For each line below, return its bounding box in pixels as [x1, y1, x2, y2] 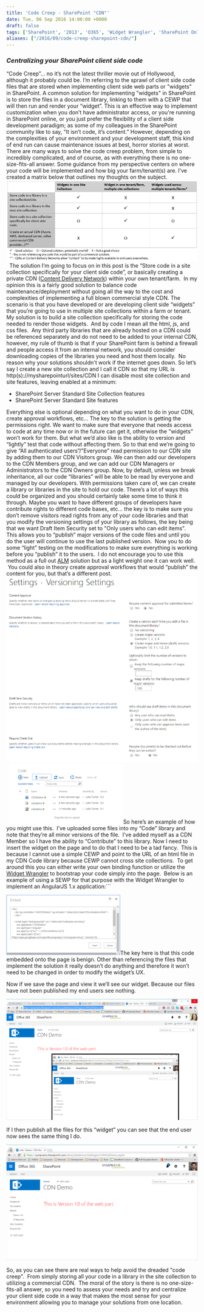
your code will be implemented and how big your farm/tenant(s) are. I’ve [6, 167, 187, 175]
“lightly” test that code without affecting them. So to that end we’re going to [6, 441, 195, 448]
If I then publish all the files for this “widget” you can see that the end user [6, 1126, 192, 1133]
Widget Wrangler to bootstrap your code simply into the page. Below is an [6, 870, 193, 877]
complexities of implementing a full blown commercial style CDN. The [6, 294, 181, 301]
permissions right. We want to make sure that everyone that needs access [6, 422, 192, 428]
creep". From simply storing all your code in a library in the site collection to [6, 1273, 197, 1280]
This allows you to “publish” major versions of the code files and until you [6, 531, 190, 538]
